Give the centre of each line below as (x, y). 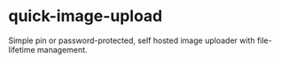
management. (62, 49)
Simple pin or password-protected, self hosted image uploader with (132, 40)
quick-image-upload (86, 16)
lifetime (22, 49)
